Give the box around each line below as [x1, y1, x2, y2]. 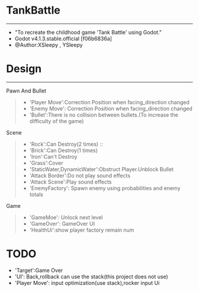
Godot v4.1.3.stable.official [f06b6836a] [14, 35, 113, 42]
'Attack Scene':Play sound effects [29, 178, 112, 185]
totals [29, 191, 43, 198]
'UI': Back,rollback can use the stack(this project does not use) [14, 273, 169, 280]
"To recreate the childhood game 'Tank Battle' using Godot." [14, 28, 162, 36]
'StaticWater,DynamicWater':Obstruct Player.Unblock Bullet [29, 165, 174, 172]
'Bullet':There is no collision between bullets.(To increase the [29, 111, 179, 118]
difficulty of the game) [29, 117, 84, 124]
